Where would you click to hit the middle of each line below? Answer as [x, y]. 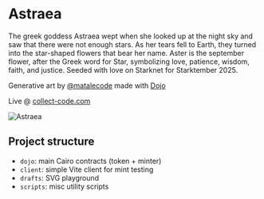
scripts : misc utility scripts [64, 186]
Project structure [51, 142]
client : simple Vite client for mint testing [87, 169]
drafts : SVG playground [59, 177]
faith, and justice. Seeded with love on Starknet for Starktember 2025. [123, 70]
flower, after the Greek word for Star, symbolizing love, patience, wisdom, [129, 62]
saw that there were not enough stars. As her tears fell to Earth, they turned [132, 44]
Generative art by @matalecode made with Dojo [87, 86]
